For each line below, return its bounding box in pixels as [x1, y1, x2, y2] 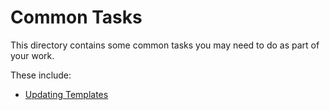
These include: [10, 69, 72, 81]
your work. [10, 49, 55, 61]
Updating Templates [24, 88, 109, 100]
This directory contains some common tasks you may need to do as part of [10, 39, 320, 51]
